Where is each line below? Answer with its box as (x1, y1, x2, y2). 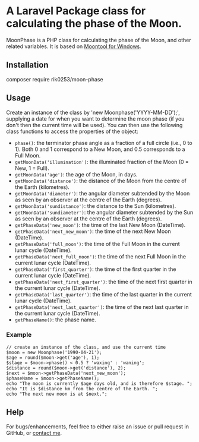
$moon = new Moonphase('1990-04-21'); (6, 349, 102, 355)
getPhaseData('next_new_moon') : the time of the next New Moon (14, 228, 171, 235)
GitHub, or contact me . (6, 429, 62, 436)
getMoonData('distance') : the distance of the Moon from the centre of (14, 177, 187, 184)
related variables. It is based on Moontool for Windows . (6, 43, 141, 50)
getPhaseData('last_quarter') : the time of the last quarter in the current (14, 291, 192, 298)
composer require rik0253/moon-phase (6, 75, 103, 83)
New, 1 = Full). (14, 165, 49, 172)
